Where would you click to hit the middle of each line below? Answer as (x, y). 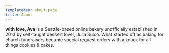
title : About (19, 15)
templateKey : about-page (31, 10)
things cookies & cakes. (30, 45)
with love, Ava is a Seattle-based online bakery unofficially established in (81, 29)
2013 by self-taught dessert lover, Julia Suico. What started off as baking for (84, 34)
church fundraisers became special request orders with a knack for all (78, 40)
